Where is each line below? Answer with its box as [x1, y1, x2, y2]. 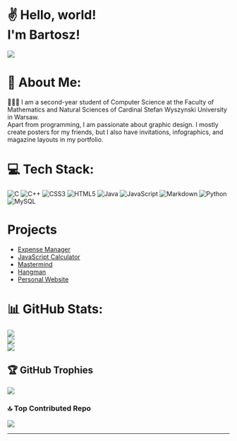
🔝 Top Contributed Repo [7, 404, 92, 413]
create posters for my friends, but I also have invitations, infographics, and [7, 128, 224, 136]
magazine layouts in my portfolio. [7, 135, 104, 143]
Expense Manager [17, 245, 71, 253]
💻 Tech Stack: [7, 162, 95, 178]
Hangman [17, 267, 47, 276]
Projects [7, 222, 58, 238]
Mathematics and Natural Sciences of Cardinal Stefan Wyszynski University [7, 105, 228, 114]
